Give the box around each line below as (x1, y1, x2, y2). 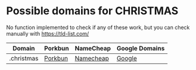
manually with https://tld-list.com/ (6, 30, 89, 37)
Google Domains (116, 44, 165, 52)
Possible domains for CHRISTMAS (6, 4, 179, 18)
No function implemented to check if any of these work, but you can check (6, 24, 190, 31)
